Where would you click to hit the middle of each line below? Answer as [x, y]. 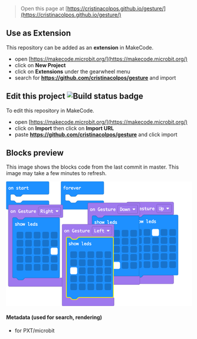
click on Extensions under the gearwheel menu [73, 71]
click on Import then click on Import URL [64, 128]
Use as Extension [39, 33]
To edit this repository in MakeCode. [50, 110]
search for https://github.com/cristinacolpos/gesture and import [95, 78]
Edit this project [36, 96]
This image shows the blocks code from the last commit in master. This [93, 167]
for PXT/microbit [35, 330]
